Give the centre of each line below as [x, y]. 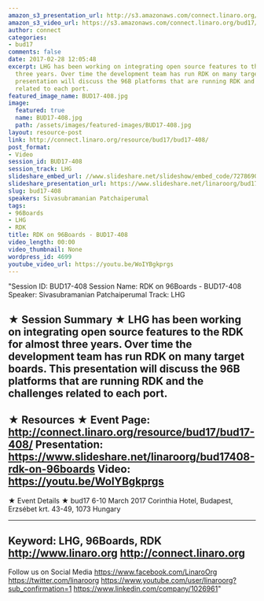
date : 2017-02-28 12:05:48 [52, 60]
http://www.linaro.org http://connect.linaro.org [127, 553]
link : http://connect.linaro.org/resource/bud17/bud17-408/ [109, 140]
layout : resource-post [45, 132]
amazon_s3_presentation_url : [56, 15]
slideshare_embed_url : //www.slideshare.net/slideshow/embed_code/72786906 [135, 177]
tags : [17, 205]
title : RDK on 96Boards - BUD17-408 [68, 235]
